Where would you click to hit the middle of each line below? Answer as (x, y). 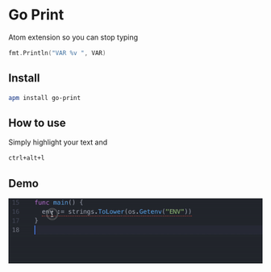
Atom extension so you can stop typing (73, 37)
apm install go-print (45, 98)
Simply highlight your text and (58, 142)
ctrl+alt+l (27, 158)
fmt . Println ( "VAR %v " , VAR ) (57, 53)
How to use (37, 123)
